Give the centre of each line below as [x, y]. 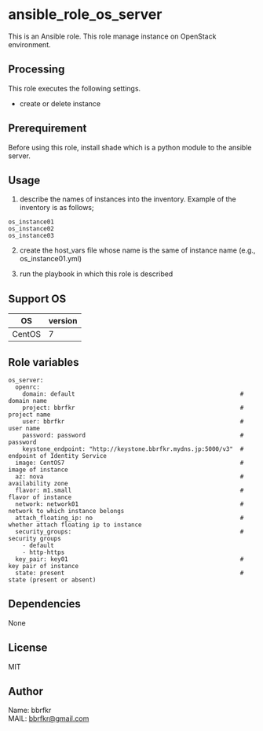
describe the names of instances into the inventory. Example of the [128, 199]
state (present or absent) [52, 580]
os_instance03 [31, 236]
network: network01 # [130, 504]
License [28, 648]
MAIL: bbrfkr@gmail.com [49, 718]
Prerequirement [47, 129]
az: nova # [130, 477]
